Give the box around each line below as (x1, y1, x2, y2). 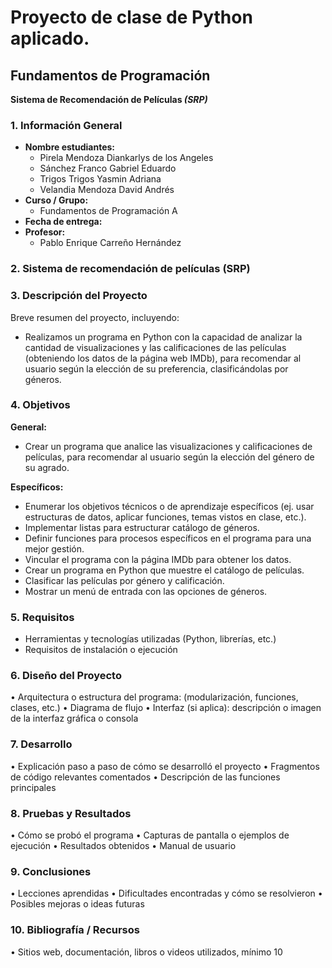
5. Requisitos (10, 610, 75, 624)
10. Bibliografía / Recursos (10, 923, 140, 937)
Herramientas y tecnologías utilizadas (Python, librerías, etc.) (24, 633, 277, 645)
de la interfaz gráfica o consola (10, 712, 139, 725)
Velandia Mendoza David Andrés (39, 184, 175, 196)
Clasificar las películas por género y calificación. (24, 574, 225, 586)
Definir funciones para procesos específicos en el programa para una (24, 532, 312, 544)
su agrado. (24, 461, 70, 473)
